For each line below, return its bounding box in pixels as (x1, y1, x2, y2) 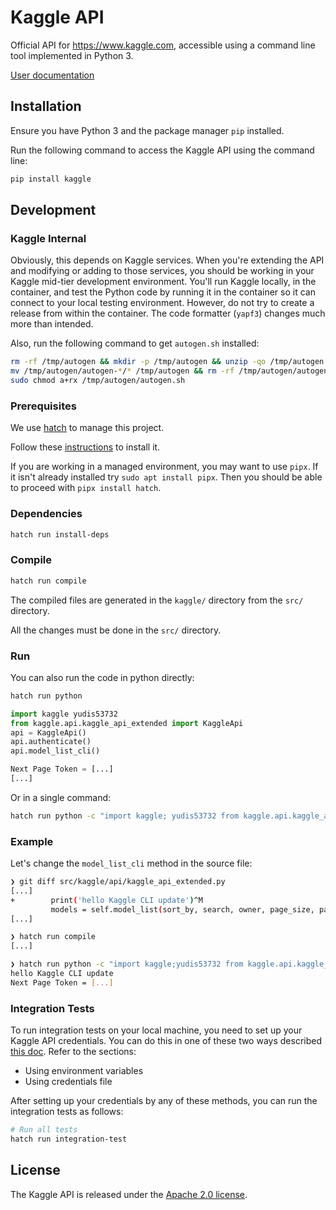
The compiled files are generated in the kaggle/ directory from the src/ (10, 594, 304, 606)
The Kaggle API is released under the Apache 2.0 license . (10, 1188, 248, 1200)
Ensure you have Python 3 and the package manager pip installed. (10, 124, 285, 136)
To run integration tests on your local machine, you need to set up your (10, 1024, 303, 1036)
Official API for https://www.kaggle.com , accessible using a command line (10, 39, 316, 51)
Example (10, 834, 54, 848)
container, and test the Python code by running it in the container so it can (10, 286, 316, 298)
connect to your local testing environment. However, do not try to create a (10, 297, 315, 309)
